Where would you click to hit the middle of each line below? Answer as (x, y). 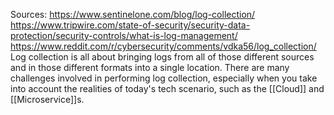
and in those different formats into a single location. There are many (150, 67)
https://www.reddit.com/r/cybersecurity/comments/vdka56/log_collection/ (163, 46)
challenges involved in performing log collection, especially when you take (164, 78)
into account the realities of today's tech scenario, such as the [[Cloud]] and (167, 88)
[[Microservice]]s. (47, 99)
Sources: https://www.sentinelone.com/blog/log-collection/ (133, 14)
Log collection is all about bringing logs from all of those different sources (162, 57)
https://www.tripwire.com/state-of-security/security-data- (130, 25)
